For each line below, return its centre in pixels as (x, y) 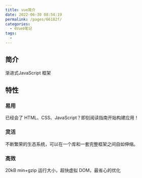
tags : (11, 33)
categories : (18, 24)
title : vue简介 (20, 10)
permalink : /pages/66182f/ (34, 19)
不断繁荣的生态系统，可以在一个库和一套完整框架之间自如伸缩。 (72, 144)
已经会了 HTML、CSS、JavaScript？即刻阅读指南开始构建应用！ (72, 118)
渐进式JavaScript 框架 (28, 73)
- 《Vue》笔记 (21, 29)
